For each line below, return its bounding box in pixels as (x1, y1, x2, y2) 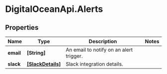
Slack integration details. (65, 61, 123, 68)
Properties (5, 23, 39, 32)
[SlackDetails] (26, 61, 61, 68)
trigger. (65, 53, 83, 59)
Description (88, 38, 117, 45)
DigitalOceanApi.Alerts (5, 3, 103, 15)
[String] (26, 50, 46, 56)
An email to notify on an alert (65, 46, 133, 53)
